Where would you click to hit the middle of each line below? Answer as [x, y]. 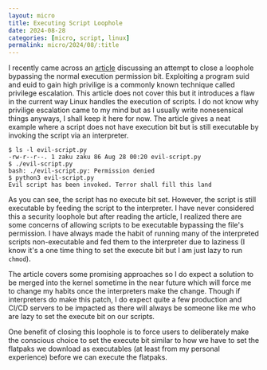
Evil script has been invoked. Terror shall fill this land [110, 185]
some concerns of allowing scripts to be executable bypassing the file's [126, 225]
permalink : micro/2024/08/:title [64, 45]
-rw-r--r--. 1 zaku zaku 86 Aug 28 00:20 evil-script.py [105, 157]
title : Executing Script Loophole [66, 23]
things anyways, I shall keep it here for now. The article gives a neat [120, 119]
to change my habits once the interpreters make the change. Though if [124, 291]
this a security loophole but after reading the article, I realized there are [125, 216]
